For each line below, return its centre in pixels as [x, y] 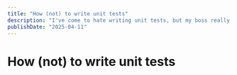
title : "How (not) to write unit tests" [68, 14]
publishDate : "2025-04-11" [47, 27]
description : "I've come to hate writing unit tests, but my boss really [119, 20]
